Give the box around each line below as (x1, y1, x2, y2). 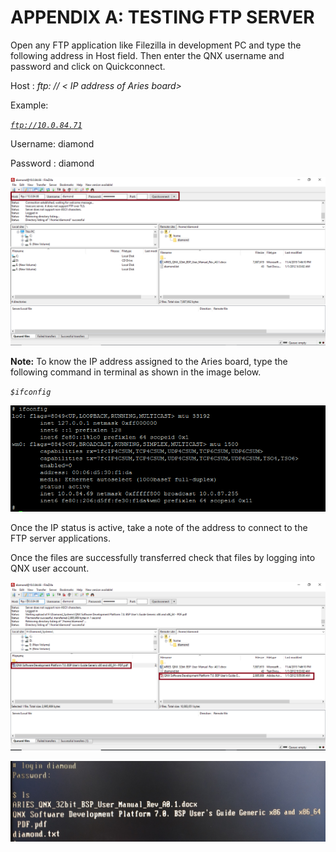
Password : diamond (10, 157, 95, 169)
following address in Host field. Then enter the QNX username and (10, 49, 285, 61)
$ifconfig (10, 387, 52, 397)
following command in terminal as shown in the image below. (10, 366, 262, 378)
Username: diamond (10, 137, 95, 150)
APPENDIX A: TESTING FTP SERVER (10, 6, 315, 29)
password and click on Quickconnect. (10, 60, 166, 72)
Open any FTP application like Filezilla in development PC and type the (10, 39, 302, 51)
